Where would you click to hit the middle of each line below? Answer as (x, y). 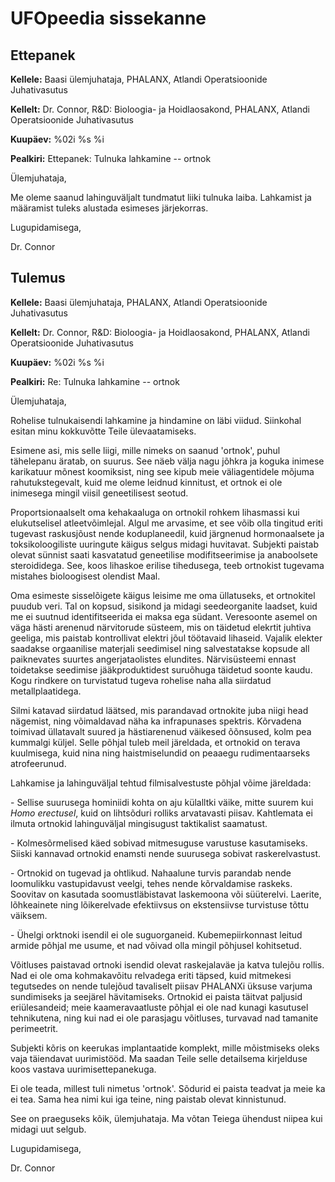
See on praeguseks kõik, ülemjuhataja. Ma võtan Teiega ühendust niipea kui (166, 1118)
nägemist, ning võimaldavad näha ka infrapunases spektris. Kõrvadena (156, 721)
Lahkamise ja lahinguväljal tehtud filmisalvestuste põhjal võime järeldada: (161, 783)
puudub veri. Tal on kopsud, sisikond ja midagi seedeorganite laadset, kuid (164, 606)
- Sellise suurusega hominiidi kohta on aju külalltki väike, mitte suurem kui (162, 802)
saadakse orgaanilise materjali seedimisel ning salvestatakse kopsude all (160, 648)
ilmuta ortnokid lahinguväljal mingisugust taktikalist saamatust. (139, 823)
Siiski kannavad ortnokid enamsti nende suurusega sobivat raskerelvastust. (166, 853)
